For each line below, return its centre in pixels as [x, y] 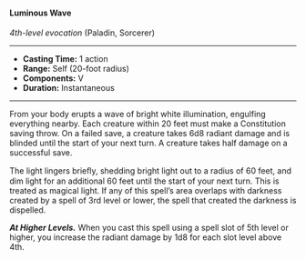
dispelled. [28, 210]
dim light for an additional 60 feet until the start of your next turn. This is [144, 181]
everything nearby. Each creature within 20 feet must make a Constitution [148, 124]
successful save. [41, 153]
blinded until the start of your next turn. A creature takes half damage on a [149, 143]
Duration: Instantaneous [69, 88]
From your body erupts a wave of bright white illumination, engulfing [138, 115]
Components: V [53, 78]
